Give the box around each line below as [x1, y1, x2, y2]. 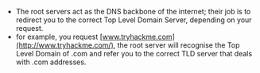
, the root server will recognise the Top [113, 40, 240, 50]
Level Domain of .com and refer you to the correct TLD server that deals [15, 49, 253, 58]
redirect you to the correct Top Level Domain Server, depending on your [15, 15, 252, 25]
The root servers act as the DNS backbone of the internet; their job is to [15, 7, 251, 16]
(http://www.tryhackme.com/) [15, 40, 114, 50]
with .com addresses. [15, 57, 87, 67]
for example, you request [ [15, 32, 103, 41]
